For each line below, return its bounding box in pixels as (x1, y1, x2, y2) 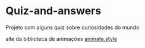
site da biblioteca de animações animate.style (5, 35, 118, 42)
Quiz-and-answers (5, 4, 102, 18)
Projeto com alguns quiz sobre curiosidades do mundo (5, 24, 140, 31)
